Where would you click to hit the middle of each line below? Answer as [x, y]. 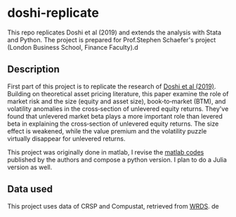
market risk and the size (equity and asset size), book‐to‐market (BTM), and [117, 101]
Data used [30, 189]
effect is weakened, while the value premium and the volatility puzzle [107, 131]
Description [33, 69]
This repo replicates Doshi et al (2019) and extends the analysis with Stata [114, 32]
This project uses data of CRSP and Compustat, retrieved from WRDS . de [113, 206]
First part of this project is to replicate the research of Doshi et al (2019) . [112, 86]
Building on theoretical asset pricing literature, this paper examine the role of [118, 93]
